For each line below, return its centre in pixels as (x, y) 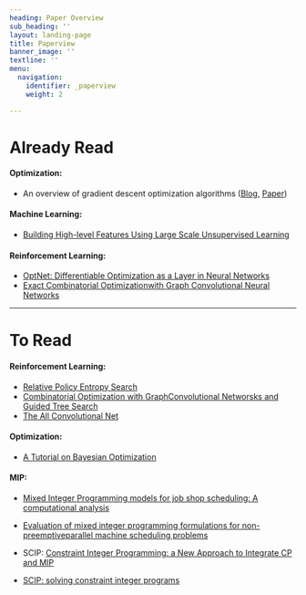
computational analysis (66, 508)
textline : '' (34, 60)
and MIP (38, 563)
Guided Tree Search (60, 406)
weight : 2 (45, 94)
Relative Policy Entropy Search (80, 386)
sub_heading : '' (40, 26)
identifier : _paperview (71, 86)
